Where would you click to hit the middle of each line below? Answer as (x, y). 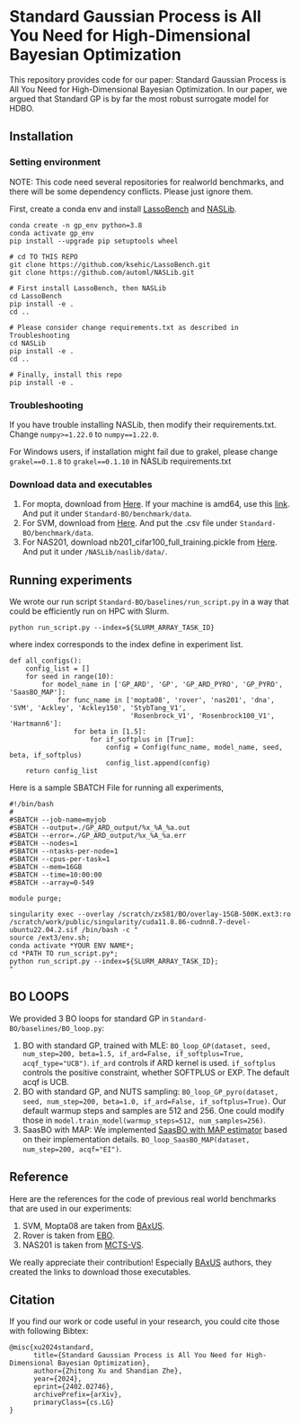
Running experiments (71, 580)
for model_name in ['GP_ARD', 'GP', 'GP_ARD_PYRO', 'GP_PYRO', (162, 685)
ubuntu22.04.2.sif (44, 930)
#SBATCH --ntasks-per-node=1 (64, 851)
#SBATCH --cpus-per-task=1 (60, 859)
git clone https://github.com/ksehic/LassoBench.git (110, 264)
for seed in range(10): (70, 677)
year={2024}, (57, 1379)
